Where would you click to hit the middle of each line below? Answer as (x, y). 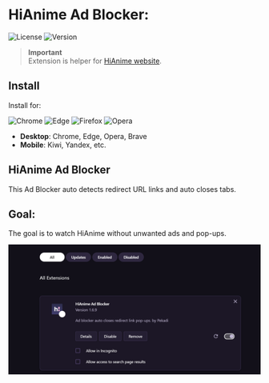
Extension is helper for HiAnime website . (95, 61)
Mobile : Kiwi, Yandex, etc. (63, 145)
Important (45, 52)
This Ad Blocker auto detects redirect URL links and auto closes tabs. (122, 189)
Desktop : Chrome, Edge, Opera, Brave (84, 136)
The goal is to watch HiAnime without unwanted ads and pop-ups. (117, 233)
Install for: (25, 105)
